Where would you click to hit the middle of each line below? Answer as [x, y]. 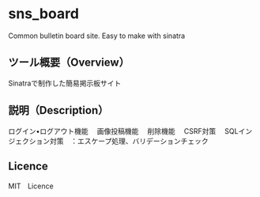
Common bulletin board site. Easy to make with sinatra [97, 36]
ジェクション [29, 141]
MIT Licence [31, 186]
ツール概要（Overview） [69, 63]
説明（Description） [58, 110]
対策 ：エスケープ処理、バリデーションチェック [129, 141]
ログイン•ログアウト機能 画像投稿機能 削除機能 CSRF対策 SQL [123, 131]
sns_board [43, 14]
